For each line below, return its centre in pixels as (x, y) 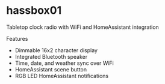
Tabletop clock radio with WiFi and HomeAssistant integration (83, 27)
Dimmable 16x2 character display (56, 50)
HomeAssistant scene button (51, 69)
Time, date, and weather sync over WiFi (64, 63)
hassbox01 (34, 10)
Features (17, 38)
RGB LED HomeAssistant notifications (62, 76)
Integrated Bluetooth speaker (51, 56)
